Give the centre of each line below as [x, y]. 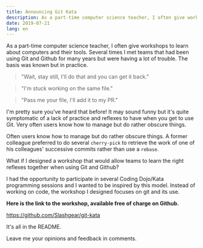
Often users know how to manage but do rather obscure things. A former [97, 136]
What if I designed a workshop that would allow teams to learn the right [95, 161]
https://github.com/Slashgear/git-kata [53, 215]
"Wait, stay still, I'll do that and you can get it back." [85, 77]
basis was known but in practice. [47, 65]
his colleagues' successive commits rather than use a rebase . [82, 149]
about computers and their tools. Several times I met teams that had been [98, 52]
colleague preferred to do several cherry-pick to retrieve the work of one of [101, 143]
